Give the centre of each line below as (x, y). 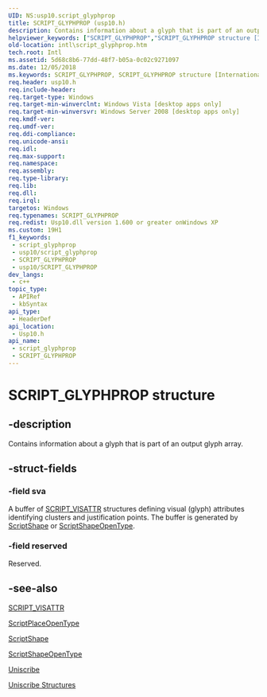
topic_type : (28, 290)
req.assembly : (32, 171)
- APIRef (26, 297)
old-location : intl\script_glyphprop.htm (78, 45)
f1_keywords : (30, 238)
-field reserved (38, 546)
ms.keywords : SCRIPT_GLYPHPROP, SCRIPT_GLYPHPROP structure (110, 75)
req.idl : (23, 149)
